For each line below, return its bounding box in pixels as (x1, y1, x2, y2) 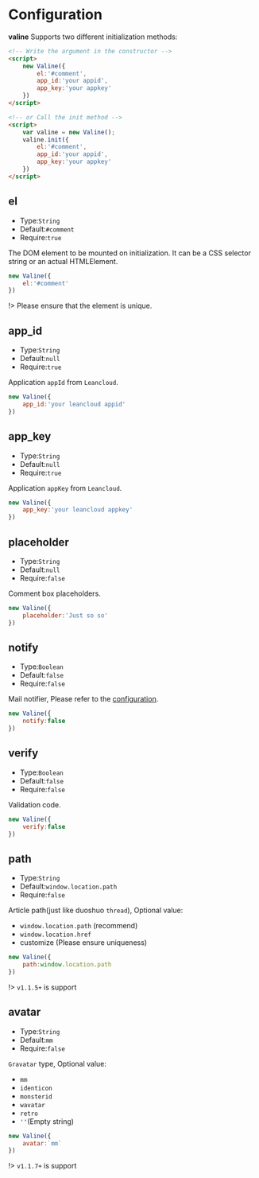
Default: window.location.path (19, 881, 118, 892)
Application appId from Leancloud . (8, 378, 119, 387)
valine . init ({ (22, 135, 69, 144)
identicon (19, 1084, 53, 1092)
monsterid (19, 1092, 53, 1101)
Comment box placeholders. (8, 589, 101, 598)
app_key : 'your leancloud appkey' (22, 506, 133, 514)
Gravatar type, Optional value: (8, 1059, 107, 1068)
